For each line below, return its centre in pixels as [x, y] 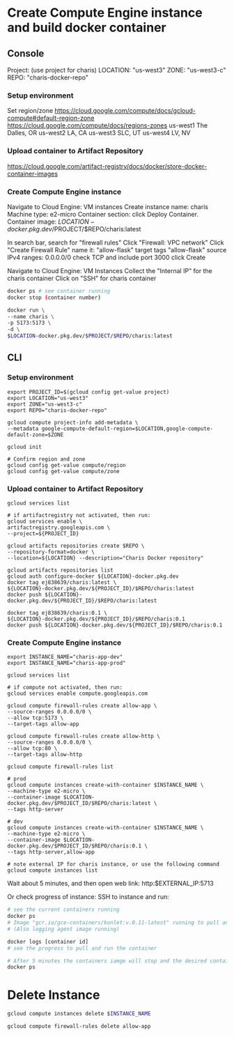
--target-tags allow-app [43, 724]
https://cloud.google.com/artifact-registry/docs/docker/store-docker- [107, 166]
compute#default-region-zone [51, 118]
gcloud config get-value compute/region [67, 465]
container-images [32, 174]
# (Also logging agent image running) [63, 929]
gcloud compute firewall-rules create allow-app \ [82, 706]
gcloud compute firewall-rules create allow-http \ [84, 737]
